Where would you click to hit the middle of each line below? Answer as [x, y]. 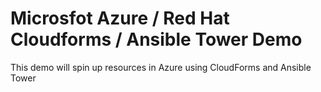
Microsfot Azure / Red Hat [120, 18]
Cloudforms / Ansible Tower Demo [156, 39]
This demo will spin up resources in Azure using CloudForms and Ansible [161, 67]
